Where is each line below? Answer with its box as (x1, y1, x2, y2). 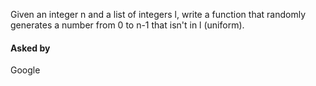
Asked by (10, 42, 51, 54)
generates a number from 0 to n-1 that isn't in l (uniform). (10, 19, 245, 31)
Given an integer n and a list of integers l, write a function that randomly (10, 9, 307, 20)
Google (10, 64, 41, 76)
